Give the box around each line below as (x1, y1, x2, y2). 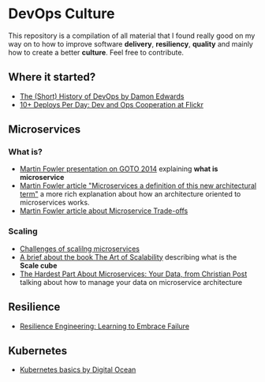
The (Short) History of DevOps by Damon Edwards (19, 92, 185, 101)
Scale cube (19, 260, 58, 270)
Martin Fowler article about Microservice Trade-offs (19, 206, 188, 215)
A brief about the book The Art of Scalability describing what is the (19, 252, 237, 261)
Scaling (8, 226, 38, 237)
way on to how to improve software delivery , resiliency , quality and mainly (8, 39, 254, 48)
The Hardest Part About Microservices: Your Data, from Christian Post (19, 269, 248, 279)
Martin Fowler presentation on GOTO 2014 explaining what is (19, 164, 218, 174)
